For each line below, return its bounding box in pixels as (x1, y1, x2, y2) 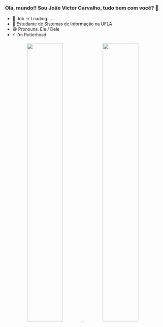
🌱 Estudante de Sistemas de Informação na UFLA (12, 21, 112, 27)
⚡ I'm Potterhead (12, 32, 47, 38)
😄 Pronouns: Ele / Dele (12, 26, 60, 32)
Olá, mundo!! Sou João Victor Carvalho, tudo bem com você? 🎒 (5, 4, 159, 11)
